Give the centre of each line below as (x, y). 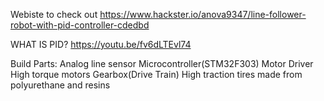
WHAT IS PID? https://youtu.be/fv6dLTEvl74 (101, 44)
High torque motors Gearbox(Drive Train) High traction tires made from (156, 74)
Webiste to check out (54, 14)
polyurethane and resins (60, 85)
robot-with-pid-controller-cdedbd (80, 25)
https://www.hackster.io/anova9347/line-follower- (203, 14)
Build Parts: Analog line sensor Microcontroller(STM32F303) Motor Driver (162, 63)
